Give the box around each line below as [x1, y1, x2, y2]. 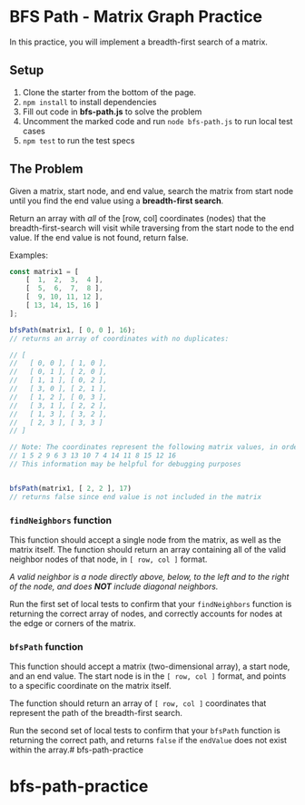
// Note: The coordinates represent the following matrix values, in [9, 443, 279, 452]
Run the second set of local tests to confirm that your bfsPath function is [9, 725, 281, 736]
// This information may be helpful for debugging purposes [9, 460, 242, 469]
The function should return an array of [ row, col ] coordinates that [9, 698, 267, 709]
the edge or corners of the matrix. [9, 617, 136, 628]
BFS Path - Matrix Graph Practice [9, 6, 263, 27]
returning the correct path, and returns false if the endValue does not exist [9, 735, 288, 746]
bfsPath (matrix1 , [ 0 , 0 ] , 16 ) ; [9, 325, 136, 335]
